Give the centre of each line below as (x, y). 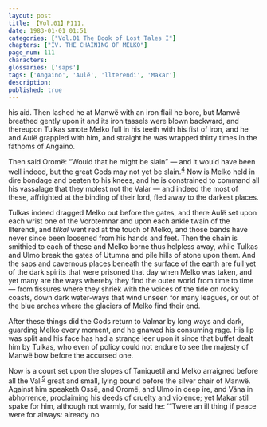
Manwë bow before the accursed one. (71, 355)
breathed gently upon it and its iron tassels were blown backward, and (124, 121)
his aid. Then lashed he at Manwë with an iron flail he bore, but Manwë (124, 113)
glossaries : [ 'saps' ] (44, 68)
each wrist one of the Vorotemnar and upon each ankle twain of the (119, 221)
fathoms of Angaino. (42, 146)
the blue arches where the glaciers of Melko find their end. (104, 306)
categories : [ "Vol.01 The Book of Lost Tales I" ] (92, 38)
